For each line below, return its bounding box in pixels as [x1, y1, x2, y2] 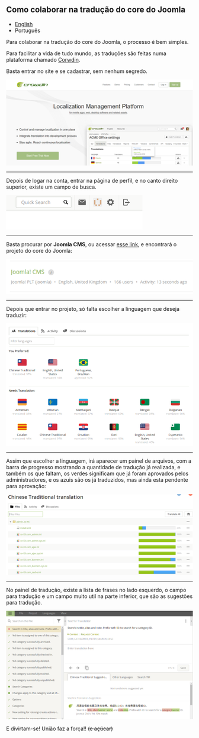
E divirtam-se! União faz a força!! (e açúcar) [6, 725, 114, 732]
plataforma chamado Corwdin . [6, 56, 81, 63]
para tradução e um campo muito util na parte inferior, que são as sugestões [6, 593, 193, 600]
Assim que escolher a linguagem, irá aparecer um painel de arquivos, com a [6, 457, 191, 465]
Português [14, 27, 40, 34]
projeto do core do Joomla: [6, 247, 73, 254]
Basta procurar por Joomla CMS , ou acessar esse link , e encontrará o [6, 240, 177, 248]
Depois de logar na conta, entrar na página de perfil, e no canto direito [6, 177, 178, 184]
